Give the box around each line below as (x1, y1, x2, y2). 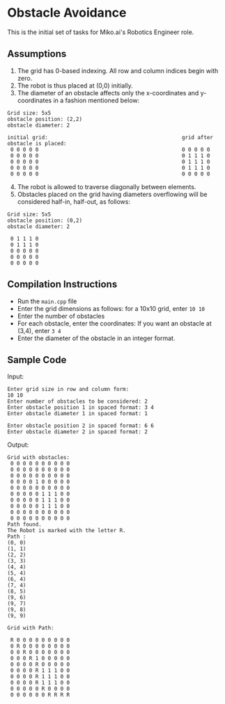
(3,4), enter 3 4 (17, 326, 61, 335)
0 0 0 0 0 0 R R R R (10, 691, 70, 698)
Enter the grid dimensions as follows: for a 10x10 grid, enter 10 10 (17, 304, 205, 312)
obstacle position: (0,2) (7, 217, 82, 224)
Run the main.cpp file (17, 297, 77, 305)
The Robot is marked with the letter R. (7, 527, 127, 534)
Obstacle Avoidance (7, 5, 127, 21)
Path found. (7, 521, 42, 528)
